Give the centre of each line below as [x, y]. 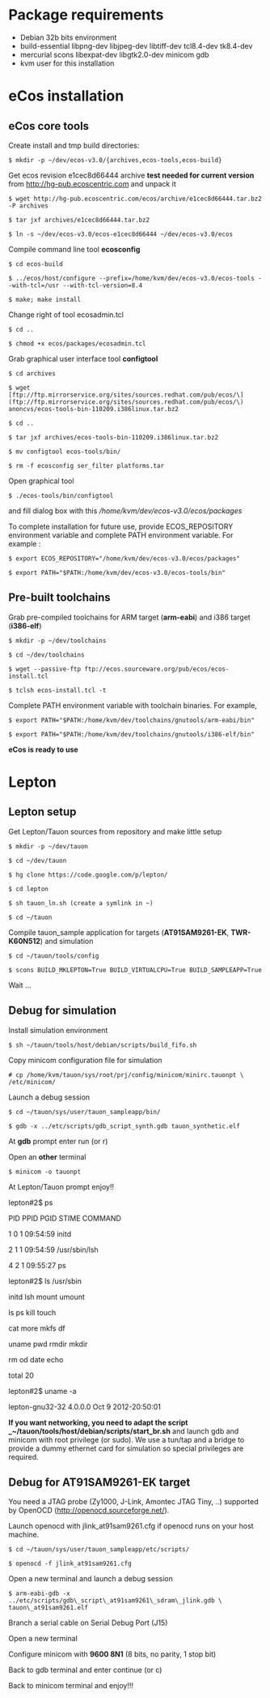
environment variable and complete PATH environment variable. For [121, 535]
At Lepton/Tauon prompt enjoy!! [61, 1186]
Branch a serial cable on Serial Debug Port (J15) [88, 1623]
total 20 [21, 1375]
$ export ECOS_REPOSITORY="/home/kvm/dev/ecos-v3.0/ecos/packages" [124, 558]
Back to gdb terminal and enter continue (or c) [85, 1670]
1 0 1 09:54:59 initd [40, 1233]
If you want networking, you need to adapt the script [98, 1422]
